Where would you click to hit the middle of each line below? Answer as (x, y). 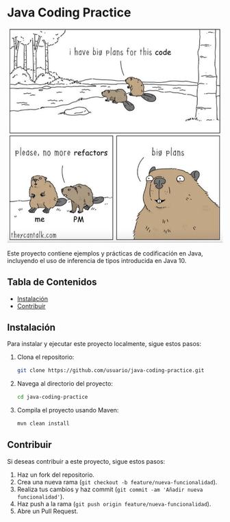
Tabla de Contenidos (52, 282)
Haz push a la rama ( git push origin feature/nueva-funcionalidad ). (114, 504)
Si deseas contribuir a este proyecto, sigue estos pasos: (86, 461)
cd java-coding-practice (52, 397)
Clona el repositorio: (46, 357)
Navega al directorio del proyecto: (65, 384)
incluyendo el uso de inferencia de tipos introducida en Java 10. (97, 260)
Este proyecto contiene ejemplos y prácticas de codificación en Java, (105, 253)
